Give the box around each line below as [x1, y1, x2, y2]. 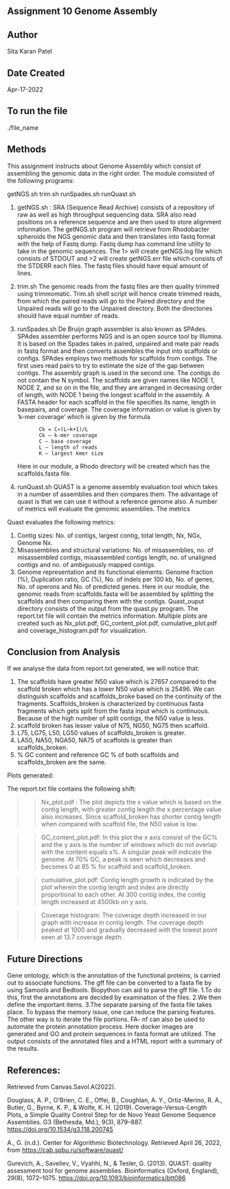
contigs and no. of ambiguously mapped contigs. [16, 560, 157, 568]
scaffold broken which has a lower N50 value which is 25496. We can [16, 685, 215, 694]
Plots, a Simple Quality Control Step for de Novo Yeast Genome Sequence [7, 1111, 216, 1119]
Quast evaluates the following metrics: [7, 517, 115, 526]
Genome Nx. [16, 538, 53, 546]
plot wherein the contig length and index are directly [41, 883, 189, 892]
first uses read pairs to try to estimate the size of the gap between [16, 361, 205, 369]
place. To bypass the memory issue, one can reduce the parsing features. [7, 1008, 216, 1016]
